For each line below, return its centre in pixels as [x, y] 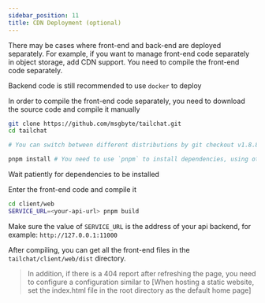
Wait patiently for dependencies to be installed [84, 174]
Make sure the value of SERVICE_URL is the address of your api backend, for [130, 226]
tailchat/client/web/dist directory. [67, 258]
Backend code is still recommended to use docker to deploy [105, 85]
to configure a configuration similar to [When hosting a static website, [141, 282]
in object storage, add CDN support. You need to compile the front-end [124, 62]
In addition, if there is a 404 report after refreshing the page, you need [142, 273]
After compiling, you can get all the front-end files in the [99, 249]
